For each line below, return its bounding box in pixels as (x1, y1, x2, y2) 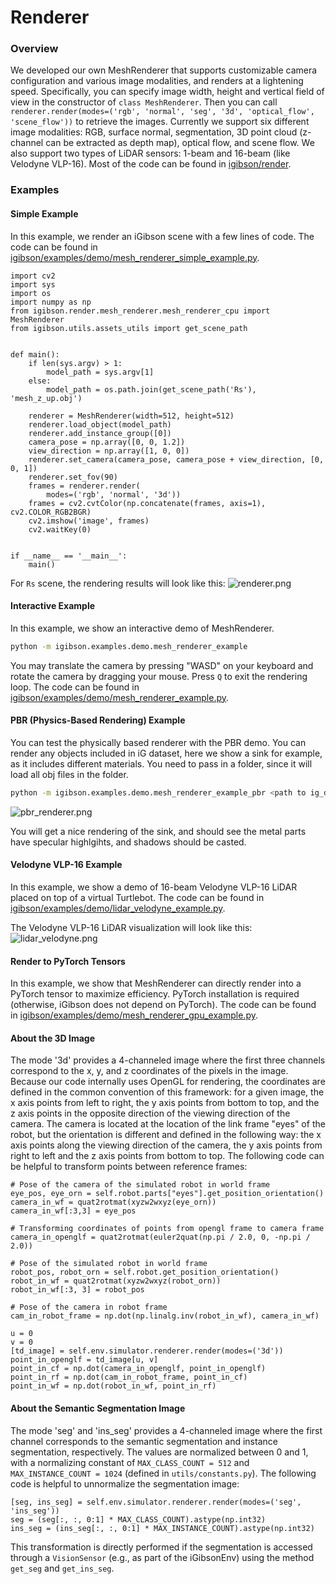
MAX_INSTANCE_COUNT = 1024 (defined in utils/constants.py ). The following (10, 1467, 317, 1479)
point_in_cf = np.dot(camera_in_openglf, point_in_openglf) (10, 1364, 267, 1374)
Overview (10, 42, 59, 56)
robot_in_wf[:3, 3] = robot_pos (10, 1285, 145, 1295)
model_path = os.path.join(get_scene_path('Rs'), (46, 384, 257, 395)
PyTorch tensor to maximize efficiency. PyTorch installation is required (10, 988, 300, 1000)
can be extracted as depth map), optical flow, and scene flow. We (45, 137, 315, 149)
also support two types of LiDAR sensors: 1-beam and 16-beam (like (10, 147, 291, 160)
